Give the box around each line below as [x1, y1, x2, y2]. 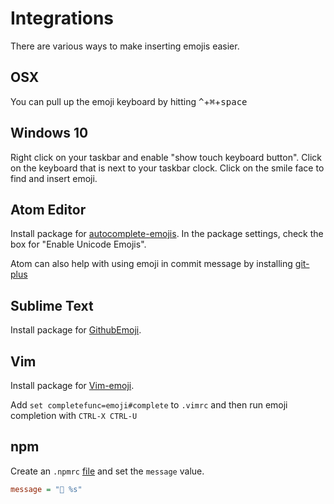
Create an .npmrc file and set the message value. [10, 465, 205, 477]
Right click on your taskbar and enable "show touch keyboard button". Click [10, 151, 322, 163]
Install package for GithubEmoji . [10, 324, 142, 336]
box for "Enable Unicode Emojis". [10, 238, 147, 251]
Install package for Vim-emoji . [10, 380, 135, 391]
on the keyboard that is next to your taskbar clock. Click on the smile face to [10, 162, 325, 174]
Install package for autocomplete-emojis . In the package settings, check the [10, 228, 324, 240]
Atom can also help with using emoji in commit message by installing [10, 258, 293, 270]
